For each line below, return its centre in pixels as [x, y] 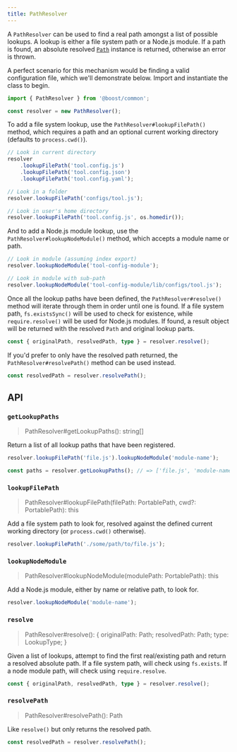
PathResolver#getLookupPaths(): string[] [84, 432]
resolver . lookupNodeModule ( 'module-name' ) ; [72, 603]
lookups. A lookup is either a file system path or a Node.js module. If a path [116, 41]
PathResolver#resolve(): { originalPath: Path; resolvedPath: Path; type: [127, 635]
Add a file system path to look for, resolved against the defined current [110, 523]
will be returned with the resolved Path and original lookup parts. [101, 328]
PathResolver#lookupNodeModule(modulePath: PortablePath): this [121, 576]
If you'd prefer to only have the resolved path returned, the [93, 355]
